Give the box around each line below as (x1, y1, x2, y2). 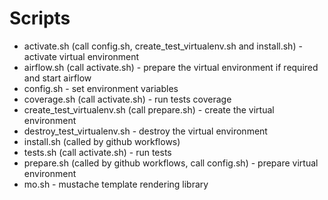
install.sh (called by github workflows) (23, 135, 181, 147)
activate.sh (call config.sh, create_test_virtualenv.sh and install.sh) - (23, 40, 303, 52)
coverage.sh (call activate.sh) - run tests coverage (23, 93, 232, 105)
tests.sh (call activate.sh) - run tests (23, 146, 172, 158)
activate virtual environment (23, 50, 140, 62)
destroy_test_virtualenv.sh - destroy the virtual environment (23, 125, 268, 137)
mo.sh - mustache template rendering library (23, 178, 209, 190)
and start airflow (23, 72, 92, 84)
